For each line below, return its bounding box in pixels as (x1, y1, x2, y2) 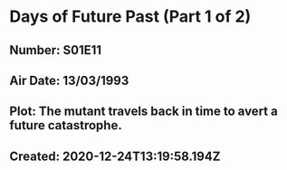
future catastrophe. (9, 118, 122, 133)
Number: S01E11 (9, 42, 102, 58)
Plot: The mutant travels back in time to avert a (9, 104, 278, 119)
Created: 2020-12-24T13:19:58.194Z (9, 148, 221, 164)
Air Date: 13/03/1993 (9, 72, 129, 88)
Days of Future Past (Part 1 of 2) (9, 6, 252, 27)
